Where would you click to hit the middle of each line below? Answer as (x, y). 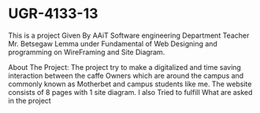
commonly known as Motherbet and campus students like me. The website (130, 84)
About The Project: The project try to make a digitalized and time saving (125, 67)
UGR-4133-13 (53, 14)
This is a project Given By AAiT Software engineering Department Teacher (129, 35)
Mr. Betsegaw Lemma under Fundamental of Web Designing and (113, 43)
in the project (30, 100)
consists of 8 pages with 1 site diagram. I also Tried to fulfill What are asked (130, 92)
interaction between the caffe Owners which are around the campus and (126, 75)
